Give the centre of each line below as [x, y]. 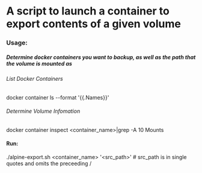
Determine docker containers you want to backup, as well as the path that [101, 57]
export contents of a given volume [94, 24]
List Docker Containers [35, 79]
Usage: [17, 43]
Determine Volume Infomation [43, 111]
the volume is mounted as [39, 63]
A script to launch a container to [88, 11]
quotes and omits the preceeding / [49, 163]
